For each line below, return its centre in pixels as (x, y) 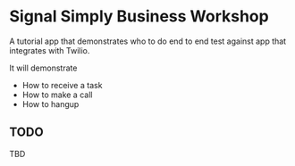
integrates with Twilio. (50, 50)
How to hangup (51, 104)
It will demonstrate (43, 68)
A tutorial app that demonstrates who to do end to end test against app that (148, 41)
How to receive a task (62, 85)
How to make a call (57, 95)
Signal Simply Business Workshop (139, 17)
